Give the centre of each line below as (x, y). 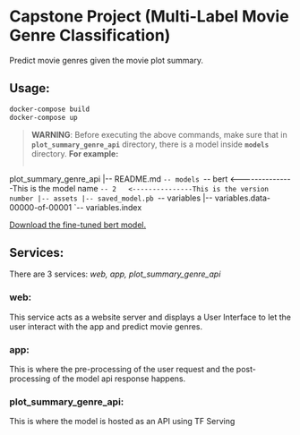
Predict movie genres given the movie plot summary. (107, 60)
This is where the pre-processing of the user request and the (122, 369)
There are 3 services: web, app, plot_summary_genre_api (115, 274)
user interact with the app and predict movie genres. (106, 326)
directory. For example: (75, 153)
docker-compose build (50, 109)
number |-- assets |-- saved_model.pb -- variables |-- (111, 198)
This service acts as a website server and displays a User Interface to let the (150, 317)
